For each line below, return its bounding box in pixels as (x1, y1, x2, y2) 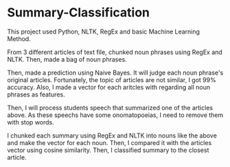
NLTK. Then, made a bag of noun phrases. (7, 55, 127, 63)
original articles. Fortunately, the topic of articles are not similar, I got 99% (7, 75, 216, 83)
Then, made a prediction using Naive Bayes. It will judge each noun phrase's (7, 68, 224, 77)
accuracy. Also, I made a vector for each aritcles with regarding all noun (7, 83, 211, 91)
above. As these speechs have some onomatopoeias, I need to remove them (7, 111, 224, 119)
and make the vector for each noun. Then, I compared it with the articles (7, 138, 212, 146)
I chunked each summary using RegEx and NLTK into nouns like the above (7, 131, 218, 140)
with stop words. (7, 118, 55, 126)
